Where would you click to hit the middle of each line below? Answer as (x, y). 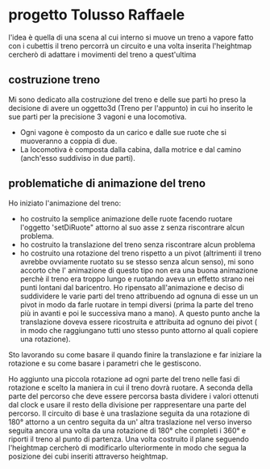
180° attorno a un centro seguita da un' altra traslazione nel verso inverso (130, 421)
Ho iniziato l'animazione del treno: (65, 203)
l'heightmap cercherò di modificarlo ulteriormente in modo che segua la (128, 447)
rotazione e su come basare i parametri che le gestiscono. (105, 363)
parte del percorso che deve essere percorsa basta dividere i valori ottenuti (134, 396)
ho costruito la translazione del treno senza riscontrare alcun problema (137, 244)
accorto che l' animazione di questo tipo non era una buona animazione (139, 270)
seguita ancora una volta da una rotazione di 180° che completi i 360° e (127, 430)
